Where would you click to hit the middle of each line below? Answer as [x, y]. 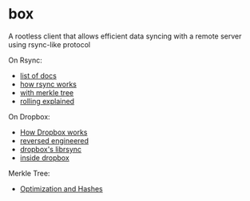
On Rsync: [25, 60]
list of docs [38, 75]
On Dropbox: [29, 116]
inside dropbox [44, 158]
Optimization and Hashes [61, 188]
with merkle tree [47, 92]
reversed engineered [54, 140]
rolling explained [47, 101]
